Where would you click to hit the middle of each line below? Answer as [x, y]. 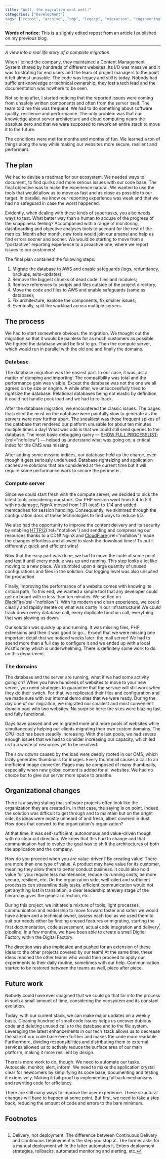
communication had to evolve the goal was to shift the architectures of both [82, 844]
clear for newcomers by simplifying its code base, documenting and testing [82, 1072]
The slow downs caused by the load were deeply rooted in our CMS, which [82, 754]
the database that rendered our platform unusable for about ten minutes [78, 424]
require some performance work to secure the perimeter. [63, 471]
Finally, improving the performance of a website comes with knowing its [78, 586]
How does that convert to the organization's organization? [64, 823]
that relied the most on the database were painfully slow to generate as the [81, 414]
